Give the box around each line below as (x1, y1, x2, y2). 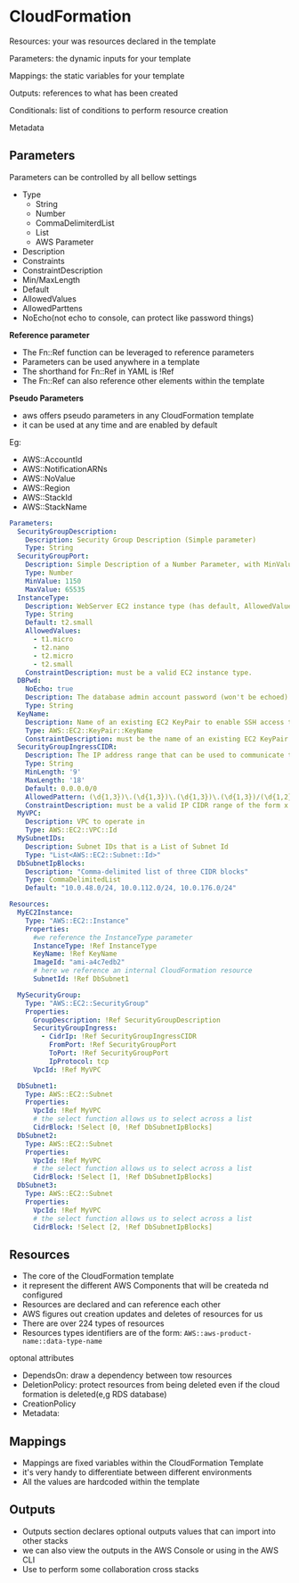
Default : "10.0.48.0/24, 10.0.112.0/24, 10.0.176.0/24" (25, 883, 238, 893)
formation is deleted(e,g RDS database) (21, 1389, 167, 1400)
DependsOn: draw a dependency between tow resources (21, 1370, 233, 1380)
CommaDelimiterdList (35, 217, 115, 228)
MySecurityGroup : (17, 990, 82, 999)
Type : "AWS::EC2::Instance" (25, 916, 129, 925)
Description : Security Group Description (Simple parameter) (25, 535, 256, 544)
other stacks (21, 1535, 69, 1546)
